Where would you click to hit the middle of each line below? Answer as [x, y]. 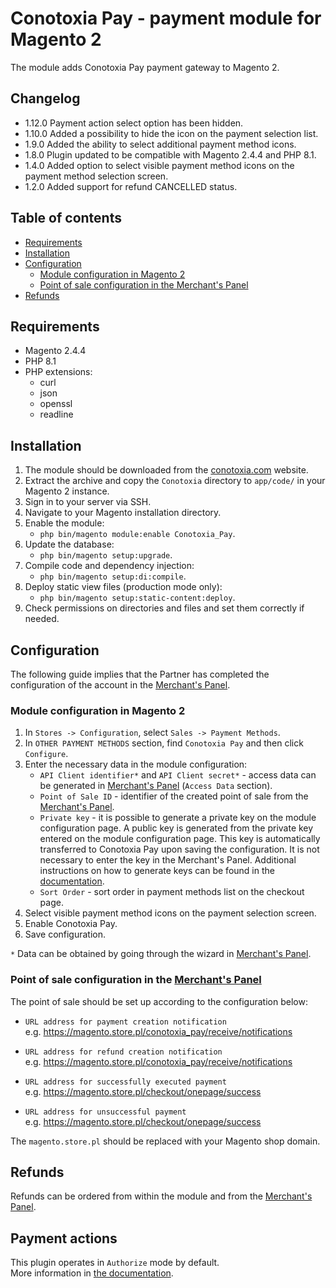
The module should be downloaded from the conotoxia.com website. [166, 470]
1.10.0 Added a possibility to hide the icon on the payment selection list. [171, 133]
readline [56, 414]
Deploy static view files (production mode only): [123, 587]
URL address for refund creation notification [123, 1052]
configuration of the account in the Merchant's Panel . [120, 685]
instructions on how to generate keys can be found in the [157, 871]
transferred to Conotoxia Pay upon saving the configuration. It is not [179, 849]
